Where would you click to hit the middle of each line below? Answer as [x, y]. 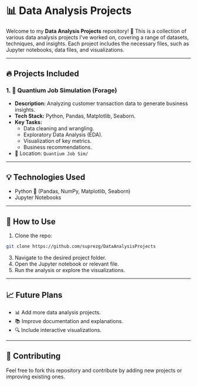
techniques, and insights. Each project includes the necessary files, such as [98, 43]
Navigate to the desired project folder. [60, 258]
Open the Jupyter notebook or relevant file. [67, 264]
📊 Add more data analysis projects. [58, 312]
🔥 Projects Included [43, 74]
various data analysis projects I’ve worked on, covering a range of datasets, [98, 37]
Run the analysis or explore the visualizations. [70, 270]
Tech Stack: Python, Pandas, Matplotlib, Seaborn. [75, 116]
